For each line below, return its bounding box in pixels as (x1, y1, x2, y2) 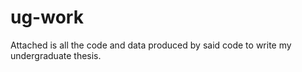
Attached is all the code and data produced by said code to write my (10, 39, 292, 51)
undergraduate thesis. (10, 49, 102, 61)
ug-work (10, 6, 84, 29)
